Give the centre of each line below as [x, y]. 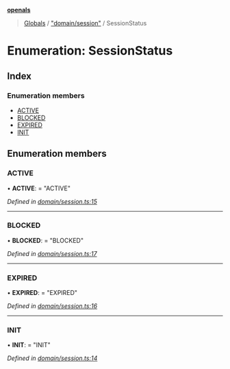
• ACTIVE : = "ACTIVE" [39, 188]
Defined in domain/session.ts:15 [52, 201]
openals [19, 10]
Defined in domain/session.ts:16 [52, 306]
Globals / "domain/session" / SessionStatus [85, 23]
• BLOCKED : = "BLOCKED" [46, 240]
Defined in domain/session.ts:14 [52, 358]
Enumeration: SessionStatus [90, 51]
